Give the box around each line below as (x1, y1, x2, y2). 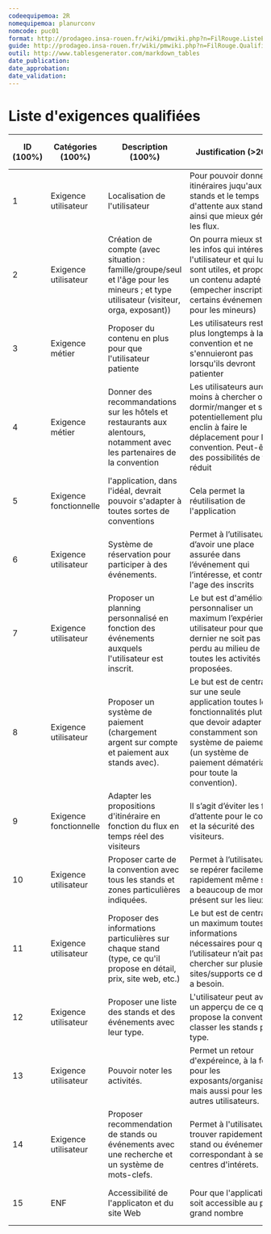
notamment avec (107, 436, 172, 448)
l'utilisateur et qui (189, 254, 256, 265)
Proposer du (107, 322, 155, 334)
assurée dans (189, 549, 241, 560)
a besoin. (189, 978, 224, 989)
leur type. (107, 1026, 144, 1038)
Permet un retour (189, 1044, 254, 1055)
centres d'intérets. (189, 1159, 259, 1170)
